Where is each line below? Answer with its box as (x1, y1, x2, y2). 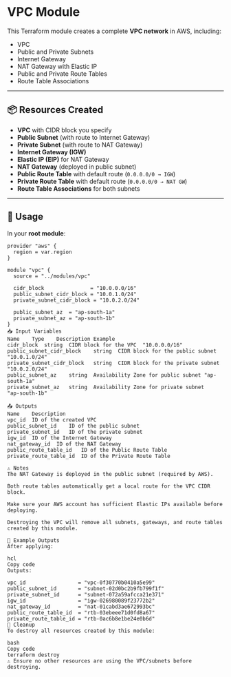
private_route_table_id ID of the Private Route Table (7, 452, 170, 459)
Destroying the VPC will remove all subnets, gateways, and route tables (7, 519, 223, 525)
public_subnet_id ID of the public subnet (7, 422, 140, 429)
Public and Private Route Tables (16, 70, 108, 78)
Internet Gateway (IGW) (16, 147, 87, 156)
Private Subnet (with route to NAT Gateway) (16, 140, 143, 149)
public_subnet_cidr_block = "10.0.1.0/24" (13, 291, 137, 298)
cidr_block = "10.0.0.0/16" (13, 284, 137, 291)
